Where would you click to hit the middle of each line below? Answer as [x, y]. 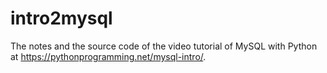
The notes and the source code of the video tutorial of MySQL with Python [164, 46]
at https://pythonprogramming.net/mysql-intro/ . [108, 56]
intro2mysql [61, 18]
